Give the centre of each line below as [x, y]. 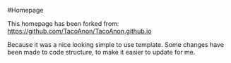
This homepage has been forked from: [63, 23]
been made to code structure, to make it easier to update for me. [101, 52]
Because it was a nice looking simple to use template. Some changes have [116, 44]
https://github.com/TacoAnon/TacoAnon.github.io [79, 31]
